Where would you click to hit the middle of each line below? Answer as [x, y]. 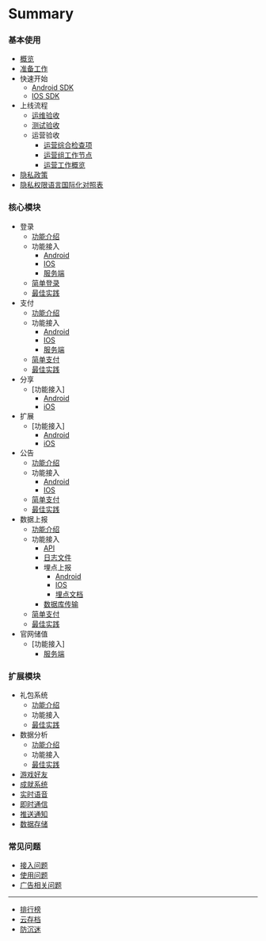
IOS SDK [46, 96]
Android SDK [52, 87]
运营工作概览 [64, 165]
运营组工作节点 [68, 155]
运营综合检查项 [68, 145]
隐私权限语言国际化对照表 [61, 185]
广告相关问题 [40, 885]
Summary [41, 14]
